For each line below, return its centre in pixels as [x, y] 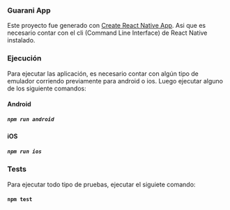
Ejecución [24, 58]
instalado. [21, 40]
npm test [20, 200]
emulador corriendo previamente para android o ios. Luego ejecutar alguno [115, 81]
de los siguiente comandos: [47, 88]
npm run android [31, 119]
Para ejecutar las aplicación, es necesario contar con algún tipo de [103, 73]
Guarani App [29, 10]
